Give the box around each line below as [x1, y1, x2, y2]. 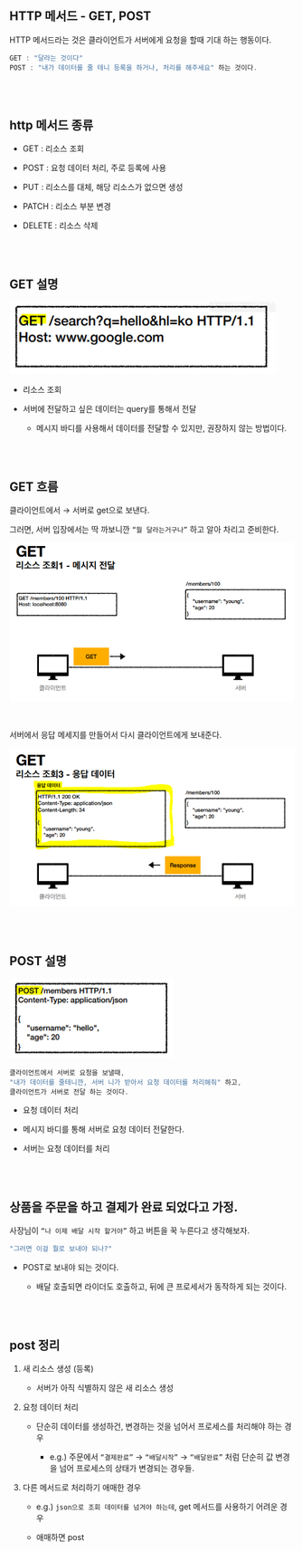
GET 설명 [9, 276, 59, 292]
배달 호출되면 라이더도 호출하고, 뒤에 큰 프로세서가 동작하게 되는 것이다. [35, 1281, 288, 1292]
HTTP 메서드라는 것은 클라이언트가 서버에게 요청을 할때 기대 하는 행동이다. [9, 34, 272, 45]
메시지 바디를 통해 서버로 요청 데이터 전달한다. [22, 1124, 185, 1135]
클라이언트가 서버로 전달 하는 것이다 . [9, 1087, 129, 1096]
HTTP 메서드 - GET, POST [9, 8, 152, 24]
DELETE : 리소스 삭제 [22, 220, 99, 231]
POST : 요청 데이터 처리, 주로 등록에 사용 [22, 162, 167, 174]
